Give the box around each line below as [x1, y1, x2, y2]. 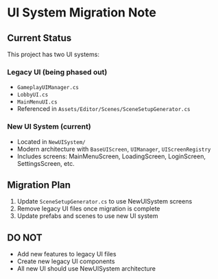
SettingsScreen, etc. [16, 159, 75, 167]
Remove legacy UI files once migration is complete [16, 204, 160, 213]
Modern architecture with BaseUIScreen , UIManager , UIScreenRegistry [16, 145, 211, 153]
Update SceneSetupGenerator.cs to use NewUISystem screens [16, 197, 193, 206]
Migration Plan [7, 179, 71, 191]
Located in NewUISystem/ [16, 137, 86, 145]
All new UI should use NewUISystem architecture [16, 265, 156, 273]
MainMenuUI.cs [16, 99, 58, 106]
